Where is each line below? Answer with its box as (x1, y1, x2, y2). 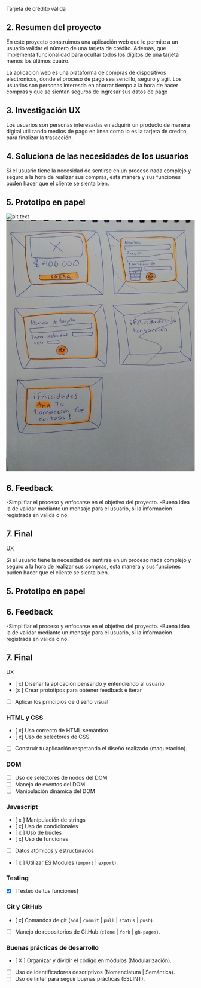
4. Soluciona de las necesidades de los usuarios (6, 151, 189, 162)
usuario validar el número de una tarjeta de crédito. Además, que (6, 44, 166, 51)
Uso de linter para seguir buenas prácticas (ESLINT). (14, 975, 145, 983)
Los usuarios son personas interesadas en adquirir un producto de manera (6, 121, 190, 128)
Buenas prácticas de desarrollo (6, 943, 99, 951)
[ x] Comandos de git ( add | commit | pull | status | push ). (14, 916, 154, 923)
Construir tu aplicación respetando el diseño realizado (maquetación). (14, 745, 187, 752)
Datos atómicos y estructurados (14, 847, 94, 855)
